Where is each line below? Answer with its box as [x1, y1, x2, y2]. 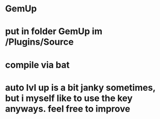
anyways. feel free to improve [5, 103, 131, 115]
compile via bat [5, 59, 70, 70]
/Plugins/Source [5, 36, 74, 48]
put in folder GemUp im [5, 26, 103, 37]
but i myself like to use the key [5, 93, 133, 104]
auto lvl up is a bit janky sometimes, [5, 82, 156, 93]
